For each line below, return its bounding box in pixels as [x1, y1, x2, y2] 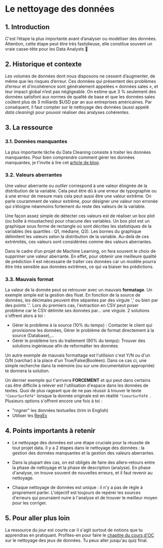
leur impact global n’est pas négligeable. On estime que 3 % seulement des [5, 89, 157, 94]
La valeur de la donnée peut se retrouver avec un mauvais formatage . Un [5, 287, 152, 293]
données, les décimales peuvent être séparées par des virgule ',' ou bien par [5, 297, 158, 303]
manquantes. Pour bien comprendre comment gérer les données [5, 154, 135, 160]
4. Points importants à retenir [5, 427, 96, 435]
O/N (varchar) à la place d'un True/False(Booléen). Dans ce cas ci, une [5, 358, 147, 363]
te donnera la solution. [5, 368, 50, 374]
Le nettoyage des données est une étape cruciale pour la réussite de [12, 439, 150, 445]
